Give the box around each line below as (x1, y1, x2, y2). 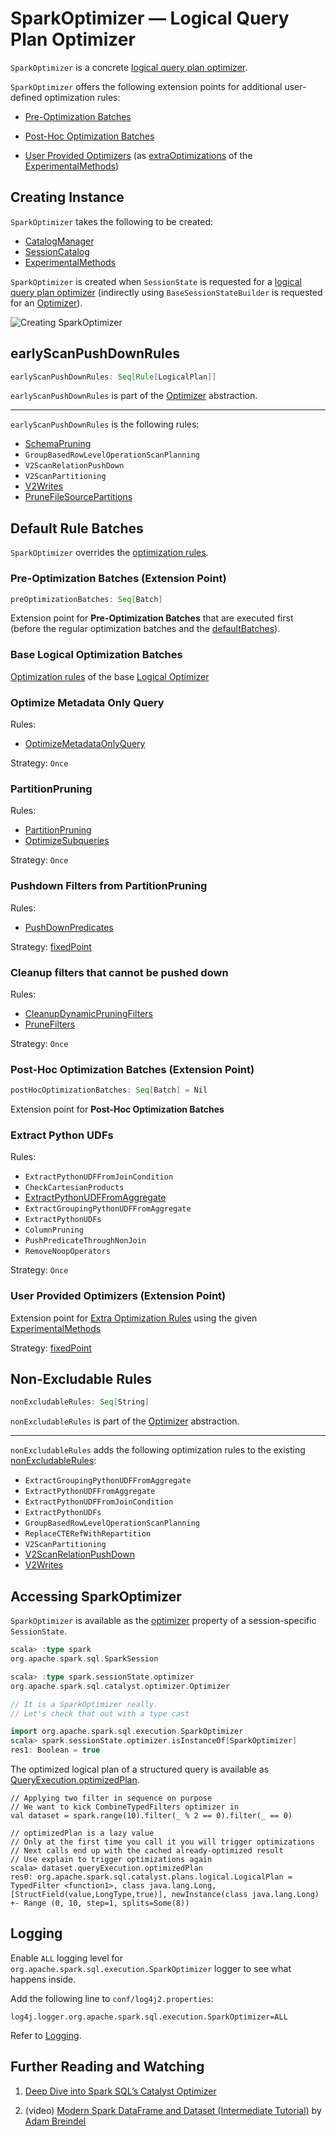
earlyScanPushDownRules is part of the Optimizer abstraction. (10, 390, 258, 402)
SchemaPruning (24, 438, 92, 450)
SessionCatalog (24, 245, 90, 257)
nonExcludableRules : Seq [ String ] (10, 1397, 150, 1407)
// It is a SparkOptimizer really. (10, 1699, 159, 1709)
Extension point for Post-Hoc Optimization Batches (10, 1103, 225, 1116)
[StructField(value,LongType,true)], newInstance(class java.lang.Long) (10, 1890, 320, 1900)
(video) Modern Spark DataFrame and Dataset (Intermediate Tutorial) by (24, 2104, 322, 2116)
